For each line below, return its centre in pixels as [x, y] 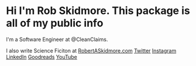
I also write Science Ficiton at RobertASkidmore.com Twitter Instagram [91, 50]
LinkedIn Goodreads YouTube [42, 57]
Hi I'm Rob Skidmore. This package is [98, 11]
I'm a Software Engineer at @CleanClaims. [57, 39]
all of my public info [55, 23]
